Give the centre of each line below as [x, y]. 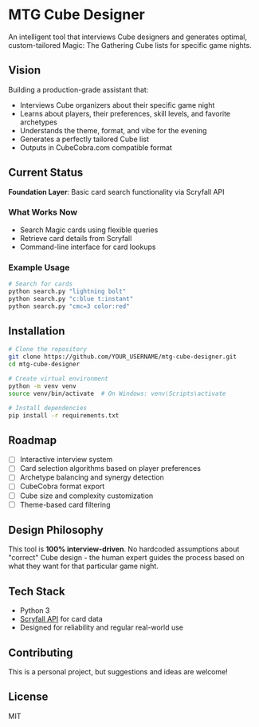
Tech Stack [37, 591]
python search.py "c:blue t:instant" [71, 298]
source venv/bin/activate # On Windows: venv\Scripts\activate [117, 393]
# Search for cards [41, 284]
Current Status [46, 173]
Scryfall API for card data [61, 619]
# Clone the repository [48, 350]
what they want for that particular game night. [84, 566]
